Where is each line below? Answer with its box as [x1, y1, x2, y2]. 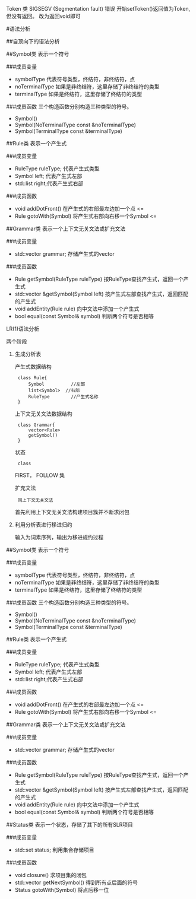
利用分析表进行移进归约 [14, 521, 72, 528]
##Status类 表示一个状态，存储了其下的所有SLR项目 [6, 821, 134, 828]
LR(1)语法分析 [6, 325, 40, 332]
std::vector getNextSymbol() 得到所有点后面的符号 [14, 879, 138, 886]
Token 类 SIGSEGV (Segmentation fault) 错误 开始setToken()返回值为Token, [6, 5, 191, 12]
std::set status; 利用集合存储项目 [14, 846, 94, 853]
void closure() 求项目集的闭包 [14, 872, 87, 878]
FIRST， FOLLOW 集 [14, 472, 65, 479]
